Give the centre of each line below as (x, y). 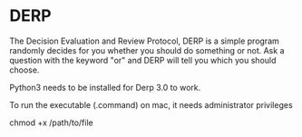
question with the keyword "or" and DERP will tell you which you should (143, 60)
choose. (24, 70)
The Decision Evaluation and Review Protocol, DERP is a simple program (144, 41)
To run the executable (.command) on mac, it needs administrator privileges (151, 104)
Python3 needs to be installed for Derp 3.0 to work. (105, 87)
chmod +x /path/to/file (51, 122)
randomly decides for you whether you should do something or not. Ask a (147, 50)
